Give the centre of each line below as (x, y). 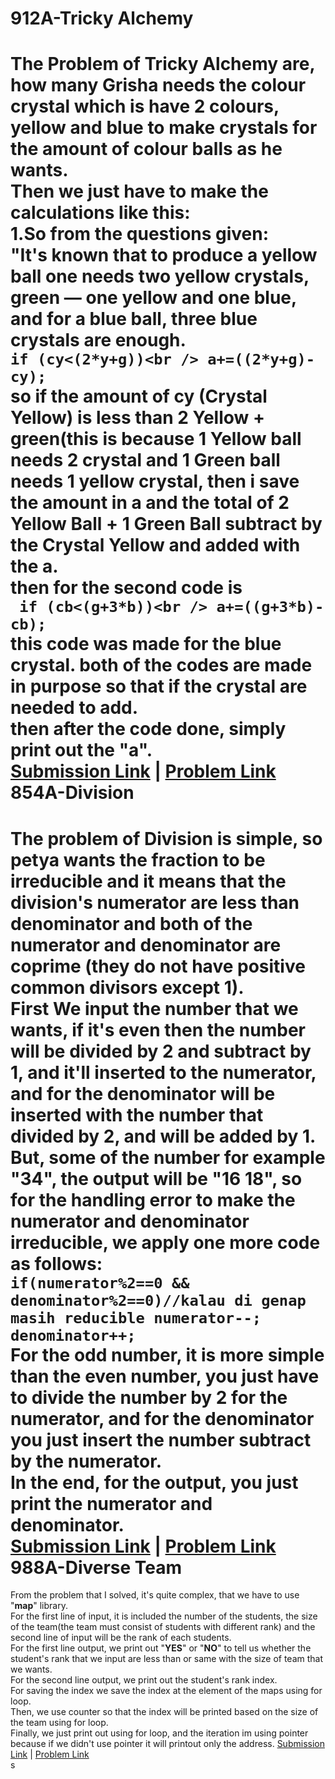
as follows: (56, 1263)
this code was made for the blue (146, 644)
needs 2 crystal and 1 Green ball (145, 460)
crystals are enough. (98, 340)
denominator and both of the (131, 923)
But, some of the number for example (168, 1157)
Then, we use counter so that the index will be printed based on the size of (164, 1712)
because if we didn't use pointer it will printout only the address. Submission (167, 1744)
